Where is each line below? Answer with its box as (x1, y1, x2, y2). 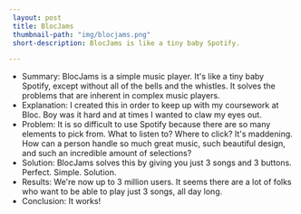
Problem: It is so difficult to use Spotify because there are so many (21, 119, 271, 130)
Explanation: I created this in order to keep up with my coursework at (21, 100, 279, 111)
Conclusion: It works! (21, 196, 102, 207)
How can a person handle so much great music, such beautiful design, (21, 138, 286, 149)
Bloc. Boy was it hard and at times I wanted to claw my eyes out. (21, 109, 262, 120)
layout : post (12, 13, 63, 23)
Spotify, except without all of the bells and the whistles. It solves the (21, 80, 276, 91)
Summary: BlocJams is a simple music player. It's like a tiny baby (21, 71, 265, 82)
